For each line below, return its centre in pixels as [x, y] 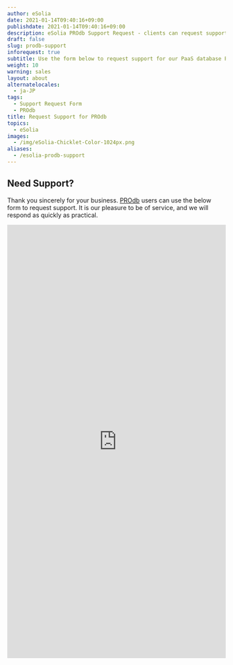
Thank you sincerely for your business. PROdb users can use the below [109, 200]
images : [18, 136]
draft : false [26, 40]
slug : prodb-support [37, 46]
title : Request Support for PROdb [57, 116]
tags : [15, 98]
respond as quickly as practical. [53, 215]
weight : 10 [23, 65]
